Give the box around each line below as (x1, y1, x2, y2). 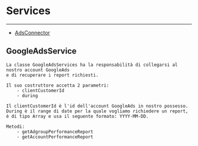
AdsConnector (14, 29, 50, 36)
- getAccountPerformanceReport (16, 134, 94, 140)
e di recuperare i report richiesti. (6, 72, 99, 78)
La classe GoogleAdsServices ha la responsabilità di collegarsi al (6, 62, 178, 68)
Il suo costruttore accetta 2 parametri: (6, 82, 110, 88)
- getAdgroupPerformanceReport (16, 128, 94, 135)
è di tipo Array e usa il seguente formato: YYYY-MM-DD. (6, 113, 149, 119)
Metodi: (6, 124, 25, 130)
